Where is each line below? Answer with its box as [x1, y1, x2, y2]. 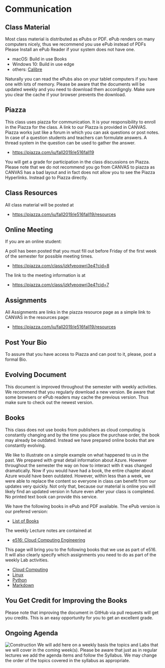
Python [12, 577, 27, 583]
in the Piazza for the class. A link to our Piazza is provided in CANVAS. [5, 124, 147, 130]
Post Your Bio [5, 338, 47, 347]
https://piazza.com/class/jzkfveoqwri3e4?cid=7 [12, 282, 110, 288]
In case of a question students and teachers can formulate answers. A [5, 134, 147, 141]
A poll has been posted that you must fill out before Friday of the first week [5, 248, 157, 254]
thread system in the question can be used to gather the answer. [5, 140, 136, 145]
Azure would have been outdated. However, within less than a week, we [5, 473, 151, 479]
